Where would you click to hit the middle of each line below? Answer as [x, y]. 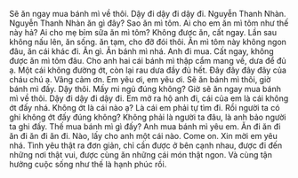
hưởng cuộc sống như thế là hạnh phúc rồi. [88, 164]
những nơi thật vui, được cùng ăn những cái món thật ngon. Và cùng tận [141, 155]
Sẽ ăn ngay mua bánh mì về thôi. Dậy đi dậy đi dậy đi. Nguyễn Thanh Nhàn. [148, 14]
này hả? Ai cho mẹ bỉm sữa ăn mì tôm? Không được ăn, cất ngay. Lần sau [143, 32]
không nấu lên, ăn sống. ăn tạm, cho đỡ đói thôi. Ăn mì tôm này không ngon [148, 42]
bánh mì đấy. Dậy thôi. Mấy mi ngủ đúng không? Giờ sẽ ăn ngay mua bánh [145, 89]
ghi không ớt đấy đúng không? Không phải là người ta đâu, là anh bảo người [148, 117]
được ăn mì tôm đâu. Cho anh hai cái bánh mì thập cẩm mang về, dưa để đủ [148, 61]
